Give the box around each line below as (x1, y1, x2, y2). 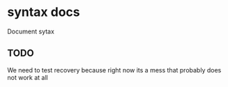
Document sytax (7, 27, 54, 35)
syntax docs (7, 4, 80, 20)
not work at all (7, 73, 48, 81)
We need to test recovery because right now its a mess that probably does (7, 65, 222, 74)
